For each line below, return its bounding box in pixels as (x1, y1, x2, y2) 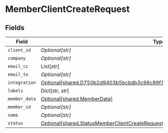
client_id (7, 47, 31, 53)
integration (7, 80, 36, 85)
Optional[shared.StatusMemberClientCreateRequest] (40, 120, 165, 126)
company (7, 55, 26, 61)
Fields (5, 23, 25, 32)
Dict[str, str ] (40, 87, 69, 94)
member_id (7, 104, 31, 109)
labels (7, 88, 23, 93)
